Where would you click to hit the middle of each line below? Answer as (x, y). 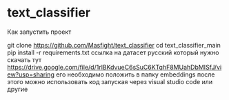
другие (18, 89)
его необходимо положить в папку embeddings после (136, 74)
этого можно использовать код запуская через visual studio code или (110, 81)
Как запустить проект (39, 32)
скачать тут (24, 59)
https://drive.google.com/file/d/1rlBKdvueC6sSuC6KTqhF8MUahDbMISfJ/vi (114, 67)
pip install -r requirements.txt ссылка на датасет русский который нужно (113, 52)
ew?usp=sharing (31, 74)
